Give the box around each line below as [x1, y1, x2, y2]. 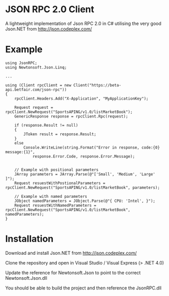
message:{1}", [5, 149, 36, 155]
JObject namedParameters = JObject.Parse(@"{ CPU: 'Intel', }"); [14, 198, 156, 203]
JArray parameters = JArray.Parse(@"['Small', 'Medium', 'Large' [14, 171, 156, 176]
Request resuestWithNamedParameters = [14, 202, 96, 208]
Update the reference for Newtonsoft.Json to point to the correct [5, 270, 141, 276]
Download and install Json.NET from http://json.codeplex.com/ [5, 250, 137, 256]
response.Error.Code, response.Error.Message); [32, 154, 136, 159]
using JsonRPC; [5, 60, 38, 66]
